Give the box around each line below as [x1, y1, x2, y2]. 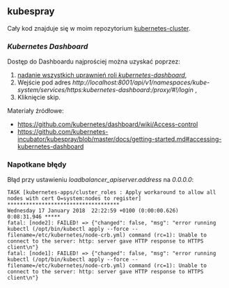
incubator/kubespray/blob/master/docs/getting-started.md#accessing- [17, 135, 222, 144]
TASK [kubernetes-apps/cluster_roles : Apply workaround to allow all [7, 189, 216, 196]
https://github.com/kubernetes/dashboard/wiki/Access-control [17, 120, 198, 128]
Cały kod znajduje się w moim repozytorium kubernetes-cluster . [7, 24, 191, 32]
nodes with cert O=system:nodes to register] [7, 195, 141, 202]
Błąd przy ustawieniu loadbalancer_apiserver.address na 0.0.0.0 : [7, 176, 194, 184]
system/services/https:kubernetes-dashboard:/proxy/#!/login [17, 86, 194, 94]
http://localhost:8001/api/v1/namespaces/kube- [72, 78, 210, 86]
